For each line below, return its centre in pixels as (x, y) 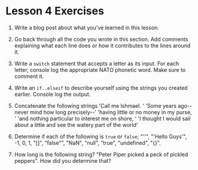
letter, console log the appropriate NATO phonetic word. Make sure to (100, 69)
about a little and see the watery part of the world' (76, 125)
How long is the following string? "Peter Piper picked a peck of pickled (101, 154)
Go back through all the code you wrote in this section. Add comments (101, 39)
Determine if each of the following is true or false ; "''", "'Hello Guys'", (100, 136)
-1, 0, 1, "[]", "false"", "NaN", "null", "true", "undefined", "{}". (87, 142)
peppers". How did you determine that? (63, 160)
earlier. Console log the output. (52, 94)
